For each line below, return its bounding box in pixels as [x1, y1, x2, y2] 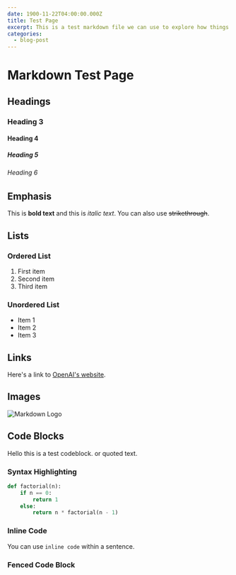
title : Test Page [7, 17, 59, 24]
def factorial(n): [7, 483, 61, 490]
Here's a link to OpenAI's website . [7, 370, 106, 379]
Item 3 [17, 331, 37, 340]
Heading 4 [7, 134, 39, 143]
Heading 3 [7, 116, 44, 126]
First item [17, 267, 45, 275]
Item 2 [17, 323, 37, 332]
